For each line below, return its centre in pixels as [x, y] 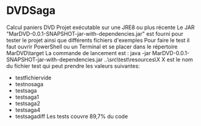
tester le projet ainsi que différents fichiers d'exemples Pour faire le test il [98, 40]
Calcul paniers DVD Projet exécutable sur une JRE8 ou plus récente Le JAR [100, 27]
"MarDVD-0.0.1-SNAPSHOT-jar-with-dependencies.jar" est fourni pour [95, 33]
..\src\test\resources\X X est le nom [148, 59]
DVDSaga [31, 11]
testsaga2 [28, 103]
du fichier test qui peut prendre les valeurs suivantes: [73, 66]
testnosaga [29, 84]
